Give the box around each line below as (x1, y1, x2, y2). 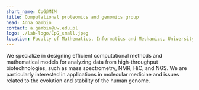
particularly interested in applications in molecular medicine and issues (6, 71, 179, 78)
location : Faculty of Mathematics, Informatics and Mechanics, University (6, 36, 195, 42)
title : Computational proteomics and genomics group (6, 14, 139, 20)
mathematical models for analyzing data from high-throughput (6, 58, 158, 65)
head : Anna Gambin (6, 19, 52, 25)
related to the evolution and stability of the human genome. (6, 77, 150, 84)
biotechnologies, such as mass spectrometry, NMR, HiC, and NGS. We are (6, 65, 187, 71)
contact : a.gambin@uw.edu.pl (6, 25, 78, 31)
